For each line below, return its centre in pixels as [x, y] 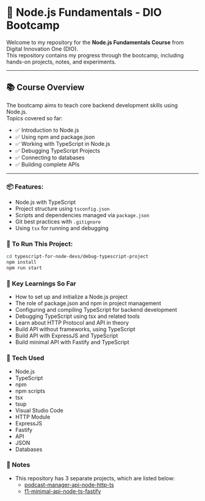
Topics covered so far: [34, 118]
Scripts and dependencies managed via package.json [82, 215]
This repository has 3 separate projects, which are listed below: [95, 478]
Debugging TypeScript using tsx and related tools [77, 316]
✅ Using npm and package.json [55, 137]
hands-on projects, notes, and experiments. [61, 62]
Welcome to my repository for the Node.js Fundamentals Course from [95, 42]
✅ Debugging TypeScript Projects [58, 150]
